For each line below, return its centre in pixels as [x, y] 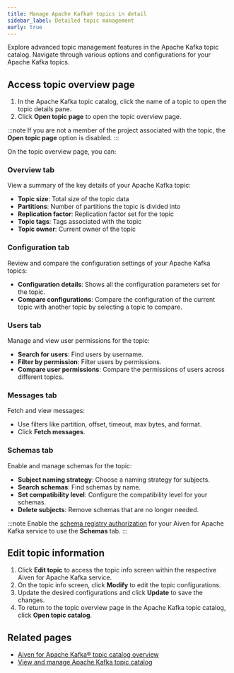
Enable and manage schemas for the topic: [70, 465]
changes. [31, 600]
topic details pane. [45, 109]
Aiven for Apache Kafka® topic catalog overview [88, 655]
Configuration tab [39, 247]
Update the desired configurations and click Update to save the [110, 593]
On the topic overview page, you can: [62, 152]
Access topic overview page [71, 85]
